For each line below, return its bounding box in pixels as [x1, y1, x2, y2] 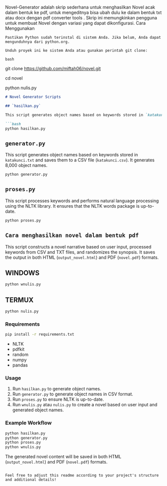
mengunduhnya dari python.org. [5, 39, 70, 44]
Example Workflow [5, 419, 52, 426]
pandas [12, 362, 28, 368]
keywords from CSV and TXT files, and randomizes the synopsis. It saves [5, 249, 156, 255]
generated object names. [12, 407, 64, 413]
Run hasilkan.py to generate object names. [12, 386, 101, 392]
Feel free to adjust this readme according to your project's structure [5, 473, 159, 478]
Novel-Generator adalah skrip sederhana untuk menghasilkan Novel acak [5, 4, 156, 10]
